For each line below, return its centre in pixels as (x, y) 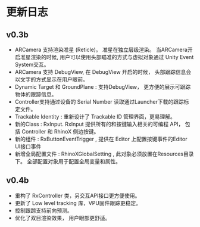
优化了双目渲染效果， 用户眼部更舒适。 (62, 217)
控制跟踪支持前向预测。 (43, 210)
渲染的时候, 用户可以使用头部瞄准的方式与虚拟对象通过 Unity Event (112, 57)
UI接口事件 (28, 146)
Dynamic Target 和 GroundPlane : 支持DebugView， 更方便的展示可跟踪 (103, 87)
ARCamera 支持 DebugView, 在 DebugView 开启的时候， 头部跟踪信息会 (103, 72)
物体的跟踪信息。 (36, 94)
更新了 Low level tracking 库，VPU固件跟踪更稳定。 (78, 203)
